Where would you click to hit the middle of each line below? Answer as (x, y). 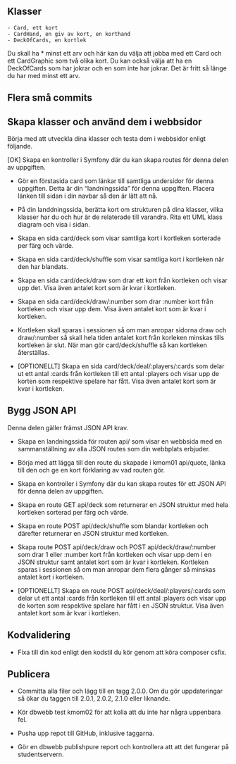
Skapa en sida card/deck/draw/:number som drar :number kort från (115, 301)
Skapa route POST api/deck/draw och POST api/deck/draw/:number (117, 547)
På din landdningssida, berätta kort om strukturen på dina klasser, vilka (120, 210)
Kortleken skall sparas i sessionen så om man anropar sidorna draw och (122, 330)
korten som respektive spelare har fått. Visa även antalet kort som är (117, 381)
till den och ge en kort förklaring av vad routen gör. (91, 470)
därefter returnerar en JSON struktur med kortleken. (93, 533)
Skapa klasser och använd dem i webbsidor (105, 121)
